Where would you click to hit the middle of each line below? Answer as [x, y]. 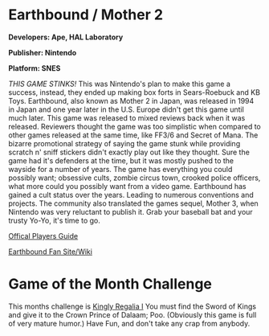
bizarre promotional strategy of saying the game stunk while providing [124, 143]
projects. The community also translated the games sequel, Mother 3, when [133, 203]
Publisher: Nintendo [43, 52]
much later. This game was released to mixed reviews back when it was [127, 117]
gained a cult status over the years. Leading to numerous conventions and [131, 195]
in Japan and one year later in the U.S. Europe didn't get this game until [126, 109]
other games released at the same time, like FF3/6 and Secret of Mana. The [133, 135]
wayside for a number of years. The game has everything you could [120, 169]
